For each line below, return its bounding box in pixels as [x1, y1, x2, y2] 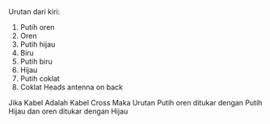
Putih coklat [19, 74, 61, 83]
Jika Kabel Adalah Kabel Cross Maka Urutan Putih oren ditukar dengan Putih [8, 98, 263, 107]
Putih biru [19, 56, 53, 66]
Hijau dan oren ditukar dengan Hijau [8, 106, 129, 116]
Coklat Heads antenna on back [19, 82, 124, 92]
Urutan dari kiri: [8, 7, 61, 16]
